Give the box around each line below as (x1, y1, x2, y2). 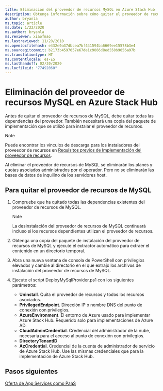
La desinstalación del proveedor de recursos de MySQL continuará (12, 223, 146, 228)
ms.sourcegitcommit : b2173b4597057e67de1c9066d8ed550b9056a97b (5, 48, 136, 52)
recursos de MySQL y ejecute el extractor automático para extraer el (12, 243, 149, 248)
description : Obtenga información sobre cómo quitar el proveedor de (5, 12, 149, 16)
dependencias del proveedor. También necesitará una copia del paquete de (5, 118, 156, 124)
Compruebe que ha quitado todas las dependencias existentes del (12, 199, 145, 205)
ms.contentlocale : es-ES (5, 57, 55, 62)
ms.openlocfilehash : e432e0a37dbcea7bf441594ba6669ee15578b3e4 (5, 43, 136, 48)
